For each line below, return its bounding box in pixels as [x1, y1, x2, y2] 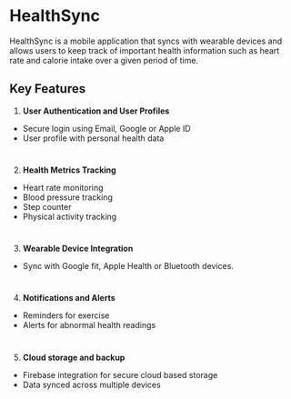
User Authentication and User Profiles [22, 105, 170, 116]
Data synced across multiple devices [22, 379, 161, 390]
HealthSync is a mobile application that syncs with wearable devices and [9, 35, 283, 46]
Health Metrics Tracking [22, 165, 116, 175]
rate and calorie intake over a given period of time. [9, 55, 198, 65]
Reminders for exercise [22, 310, 110, 321]
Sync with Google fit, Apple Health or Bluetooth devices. [22, 261, 235, 272]
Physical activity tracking [22, 211, 117, 222]
